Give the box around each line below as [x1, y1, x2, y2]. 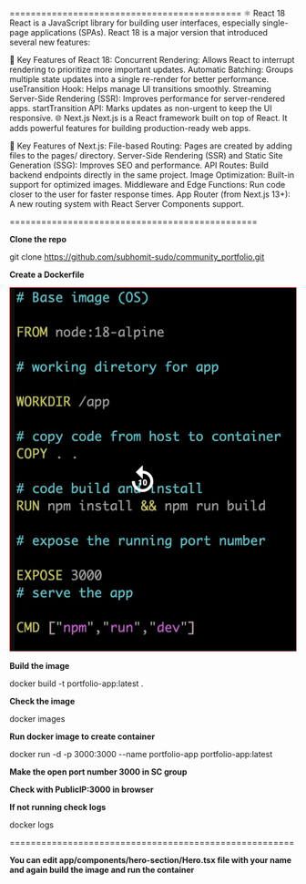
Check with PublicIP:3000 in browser [9, 784, 154, 796]
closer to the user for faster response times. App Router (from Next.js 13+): [9, 189, 291, 200]
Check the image [9, 696, 76, 707]
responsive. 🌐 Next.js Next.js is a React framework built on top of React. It [9, 113, 288, 123]
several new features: [9, 36, 91, 47]
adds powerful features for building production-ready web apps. [9, 123, 251, 133]
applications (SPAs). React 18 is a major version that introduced [30, 27, 269, 37]
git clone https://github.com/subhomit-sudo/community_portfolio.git [9, 252, 265, 262]
